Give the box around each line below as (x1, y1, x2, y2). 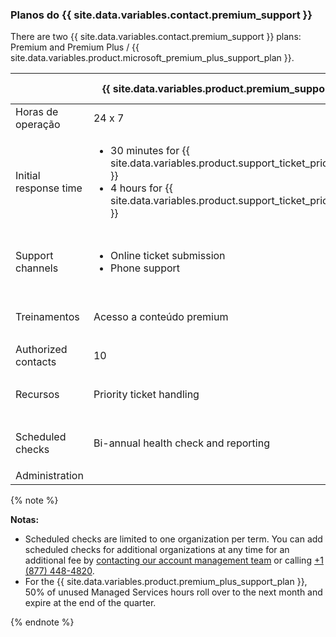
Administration (15, 469, 84, 483)
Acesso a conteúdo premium (93, 310, 229, 324)
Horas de (15, 105, 59, 119)
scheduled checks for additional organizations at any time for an (24, 544, 290, 556)
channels (15, 261, 59, 275)
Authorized (15, 343, 68, 357)
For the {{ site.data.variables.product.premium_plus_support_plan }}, (24, 576, 308, 588)
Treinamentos (15, 310, 80, 324)
